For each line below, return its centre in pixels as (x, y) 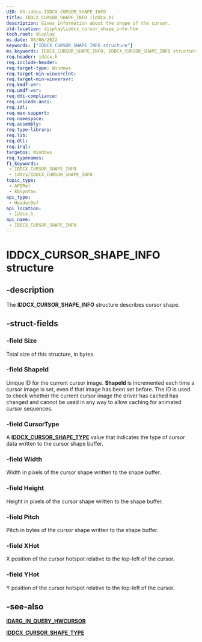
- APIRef (20, 186)
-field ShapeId (28, 370)
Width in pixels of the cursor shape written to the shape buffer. (84, 472)
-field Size (22, 341)
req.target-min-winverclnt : (41, 74)
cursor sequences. (29, 408)
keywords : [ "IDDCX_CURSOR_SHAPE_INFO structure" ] (70, 46)
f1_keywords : (23, 164)
